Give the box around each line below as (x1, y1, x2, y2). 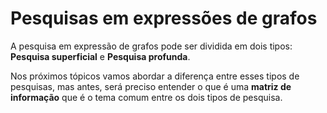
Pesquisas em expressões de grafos (10, 7, 318, 30)
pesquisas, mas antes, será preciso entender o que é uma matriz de (10, 80, 292, 92)
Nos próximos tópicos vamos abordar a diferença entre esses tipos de (10, 70, 300, 82)
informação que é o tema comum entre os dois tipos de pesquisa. (10, 91, 283, 103)
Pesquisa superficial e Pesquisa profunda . (10, 50, 191, 62)
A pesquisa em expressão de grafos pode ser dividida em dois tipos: (10, 40, 293, 52)
